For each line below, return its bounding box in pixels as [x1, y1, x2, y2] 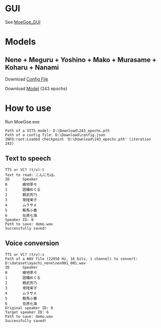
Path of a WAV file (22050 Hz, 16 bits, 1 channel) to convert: [5, 256, 138, 261]
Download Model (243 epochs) [5, 85, 68, 91]
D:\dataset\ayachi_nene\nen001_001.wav [5, 261, 86, 266]
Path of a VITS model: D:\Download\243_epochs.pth [5, 128, 110, 133]
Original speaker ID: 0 [5, 306, 54, 310]
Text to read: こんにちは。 [5, 172, 57, 177]
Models [5, 36, 36, 47]
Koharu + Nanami [5, 63, 59, 71]
